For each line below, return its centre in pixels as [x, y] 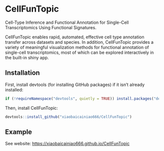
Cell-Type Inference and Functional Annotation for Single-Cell [67, 22]
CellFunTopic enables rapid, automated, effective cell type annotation [75, 37]
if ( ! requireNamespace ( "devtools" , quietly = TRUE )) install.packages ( [79, 99]
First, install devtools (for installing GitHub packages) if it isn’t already [75, 84]
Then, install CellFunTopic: [31, 108]
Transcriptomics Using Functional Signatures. [51, 27]
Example [19, 132]
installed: [14, 90]
